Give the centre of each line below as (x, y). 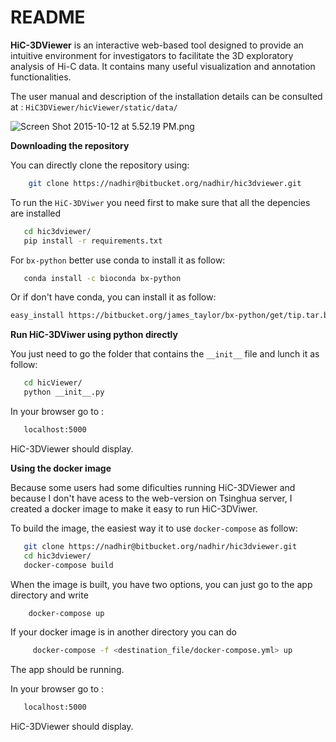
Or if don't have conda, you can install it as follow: (113, 297)
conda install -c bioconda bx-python (102, 278)
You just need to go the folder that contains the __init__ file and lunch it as (165, 354)
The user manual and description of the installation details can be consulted (166, 96)
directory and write (49, 595)
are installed (36, 213)
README (48, 17)
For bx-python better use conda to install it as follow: (118, 260)
